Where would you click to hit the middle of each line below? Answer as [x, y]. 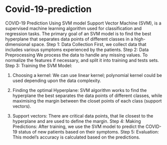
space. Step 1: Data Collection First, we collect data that [89, 44]
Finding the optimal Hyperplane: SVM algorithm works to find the [79, 90]
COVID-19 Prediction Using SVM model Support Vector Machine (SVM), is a [83, 23]
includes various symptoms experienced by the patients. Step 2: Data [77, 49]
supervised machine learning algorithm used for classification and [73, 28]
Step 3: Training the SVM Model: [39, 65]
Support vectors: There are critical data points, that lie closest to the [83, 115]
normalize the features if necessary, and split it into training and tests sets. [82, 60]
